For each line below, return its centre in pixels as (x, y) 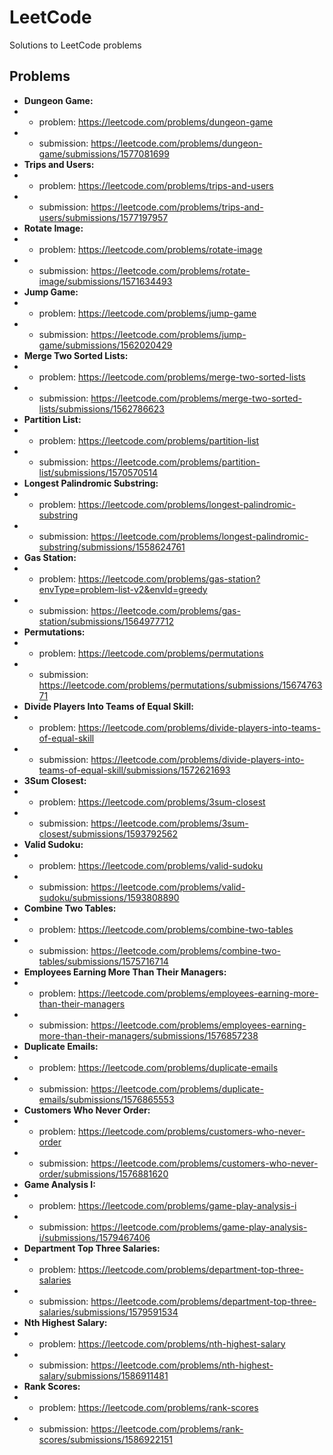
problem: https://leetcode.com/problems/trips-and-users (156, 185)
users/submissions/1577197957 (103, 217)
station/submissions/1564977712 (106, 621)
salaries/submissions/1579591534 (108, 1312)
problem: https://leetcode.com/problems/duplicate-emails (158, 1067)
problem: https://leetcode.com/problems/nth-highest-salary (162, 1343)
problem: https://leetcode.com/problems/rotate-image (150, 249)
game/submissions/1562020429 (105, 345)
